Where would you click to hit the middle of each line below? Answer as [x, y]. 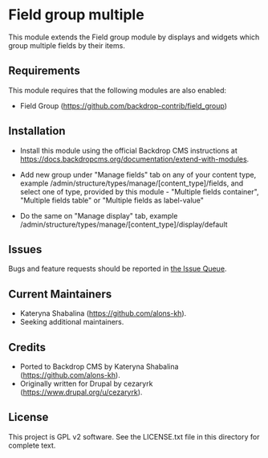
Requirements [44, 71]
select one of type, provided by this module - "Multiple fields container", [139, 191]
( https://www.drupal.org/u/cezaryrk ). [81, 392]
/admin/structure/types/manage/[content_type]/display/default [124, 224]
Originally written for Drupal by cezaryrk [86, 384]
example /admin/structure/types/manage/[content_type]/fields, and [132, 183]
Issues [25, 249]
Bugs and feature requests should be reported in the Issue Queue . [118, 269]
